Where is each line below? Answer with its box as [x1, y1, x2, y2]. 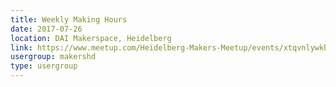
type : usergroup [10, 61, 78, 71]
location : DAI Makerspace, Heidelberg [10, 33, 172, 43]
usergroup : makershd [10, 52, 97, 62]
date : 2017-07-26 [10, 24, 83, 34]
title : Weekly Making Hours [10, 14, 128, 25]
